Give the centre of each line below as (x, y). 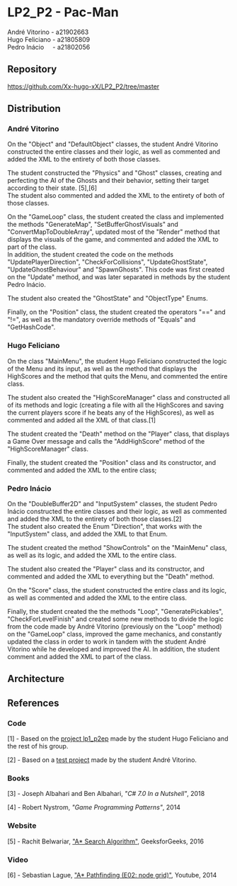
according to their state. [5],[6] (52, 188)
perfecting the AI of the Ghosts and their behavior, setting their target (108, 181)
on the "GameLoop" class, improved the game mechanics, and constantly (115, 634)
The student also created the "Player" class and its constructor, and (106, 569)
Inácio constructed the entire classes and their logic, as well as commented (117, 512)
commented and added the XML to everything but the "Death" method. (111, 577)
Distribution (34, 109)
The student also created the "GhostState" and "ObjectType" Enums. (108, 298)
